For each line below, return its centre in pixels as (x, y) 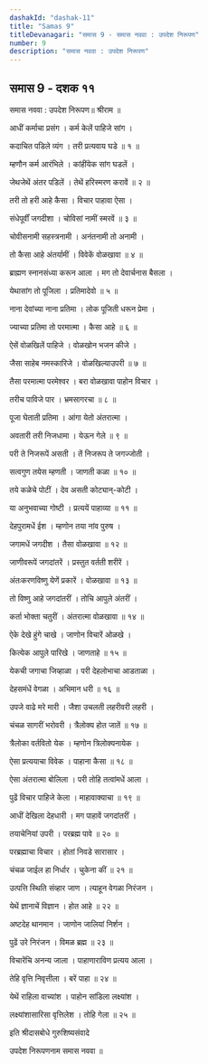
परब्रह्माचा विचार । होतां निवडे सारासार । (67, 851)
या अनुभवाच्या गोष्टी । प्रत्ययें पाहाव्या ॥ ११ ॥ (73, 508)
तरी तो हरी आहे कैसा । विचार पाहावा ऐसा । (71, 200)
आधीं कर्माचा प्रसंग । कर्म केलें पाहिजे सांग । (71, 128)
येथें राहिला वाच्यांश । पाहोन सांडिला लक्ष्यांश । (75, 996)
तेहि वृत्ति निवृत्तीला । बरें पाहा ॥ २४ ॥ (63, 978)
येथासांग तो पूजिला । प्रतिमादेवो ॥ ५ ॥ (64, 290)
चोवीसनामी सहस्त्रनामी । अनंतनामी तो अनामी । (77, 236)
